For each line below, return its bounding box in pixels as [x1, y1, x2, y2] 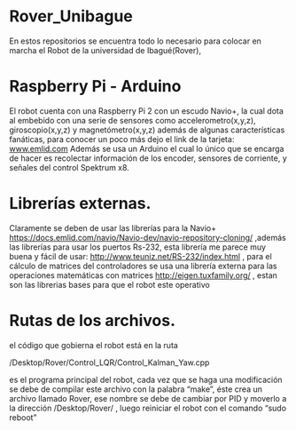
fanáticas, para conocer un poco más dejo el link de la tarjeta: [9, 133, 235, 144]
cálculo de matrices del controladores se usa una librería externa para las [9, 260, 277, 271]
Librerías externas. [9, 194, 152, 214]
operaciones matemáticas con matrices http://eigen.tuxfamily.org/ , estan [9, 269, 277, 281]
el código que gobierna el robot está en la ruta [9, 339, 179, 350]
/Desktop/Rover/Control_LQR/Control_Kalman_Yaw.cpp [9, 357, 210, 368]
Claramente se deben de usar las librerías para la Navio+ [9, 222, 217, 233]
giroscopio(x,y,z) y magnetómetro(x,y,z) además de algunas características [9, 124, 285, 135]
